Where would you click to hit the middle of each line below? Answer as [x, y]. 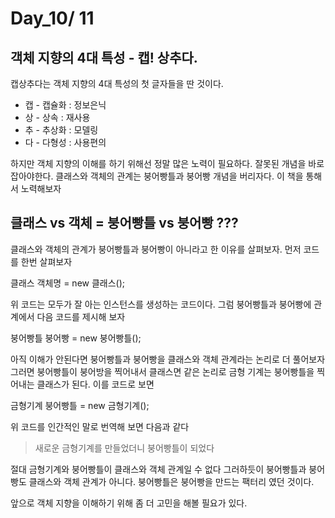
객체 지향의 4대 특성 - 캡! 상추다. [104, 57]
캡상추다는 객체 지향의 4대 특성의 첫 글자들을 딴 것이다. [117, 83]
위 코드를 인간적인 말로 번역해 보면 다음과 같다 [100, 426]
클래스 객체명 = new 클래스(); [68, 283]
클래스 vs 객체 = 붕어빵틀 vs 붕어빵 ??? [124, 223]
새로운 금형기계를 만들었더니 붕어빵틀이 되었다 [124, 448]
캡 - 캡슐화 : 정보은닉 [65, 105]
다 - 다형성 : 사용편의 [65, 142]
